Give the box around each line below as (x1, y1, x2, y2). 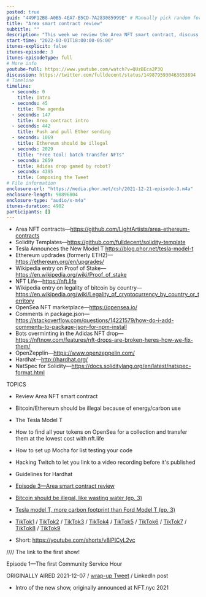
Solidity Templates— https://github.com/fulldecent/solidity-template (15, 239, 186, 246)
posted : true (6, 9, 40, 15)
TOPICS (6, 381, 26, 388)
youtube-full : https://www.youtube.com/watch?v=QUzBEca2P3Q (6, 66, 164, 72)
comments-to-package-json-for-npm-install (15, 323, 128, 331)
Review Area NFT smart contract (15, 393, 98, 400)
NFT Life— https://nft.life (15, 277, 77, 285)
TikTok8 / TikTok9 (15, 525, 61, 532)
